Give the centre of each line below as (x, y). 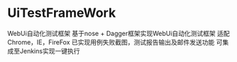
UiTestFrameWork (62, 13)
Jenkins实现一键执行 (50, 51)
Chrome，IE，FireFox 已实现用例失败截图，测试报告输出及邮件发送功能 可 (115, 42)
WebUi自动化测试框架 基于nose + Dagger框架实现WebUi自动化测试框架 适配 (119, 33)
